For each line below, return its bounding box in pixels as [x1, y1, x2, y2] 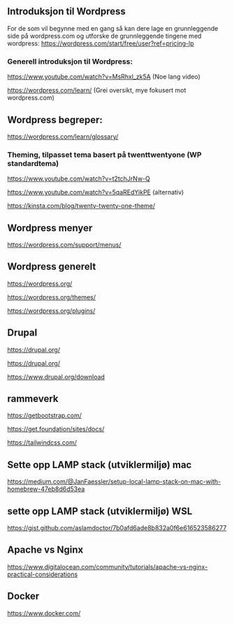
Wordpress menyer [7, 222, 93, 234]
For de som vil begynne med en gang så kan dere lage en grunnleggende [7, 24, 219, 32]
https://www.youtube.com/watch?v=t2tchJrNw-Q [7, 174, 150, 183]
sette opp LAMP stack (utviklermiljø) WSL [7, 505, 193, 517]
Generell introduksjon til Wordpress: [7, 56, 133, 66]
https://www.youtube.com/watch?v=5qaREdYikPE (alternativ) [7, 188, 184, 197]
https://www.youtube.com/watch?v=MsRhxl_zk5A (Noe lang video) [7, 73, 200, 81]
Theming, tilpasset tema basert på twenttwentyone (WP [7, 150, 202, 160]
